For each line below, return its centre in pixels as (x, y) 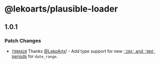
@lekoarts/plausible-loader (61, 9)
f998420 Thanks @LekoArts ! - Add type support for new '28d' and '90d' (83, 51)
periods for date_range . (35, 56)
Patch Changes (23, 41)
